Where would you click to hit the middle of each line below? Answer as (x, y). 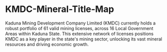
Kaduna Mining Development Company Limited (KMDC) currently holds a (80, 23)
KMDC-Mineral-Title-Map (59, 9)
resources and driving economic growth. (47, 44)
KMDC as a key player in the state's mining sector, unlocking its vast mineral (84, 39)
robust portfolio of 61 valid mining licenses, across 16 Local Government (79, 28)
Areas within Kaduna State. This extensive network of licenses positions (79, 33)
